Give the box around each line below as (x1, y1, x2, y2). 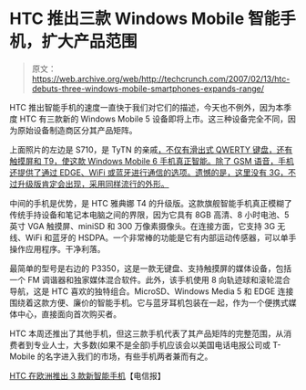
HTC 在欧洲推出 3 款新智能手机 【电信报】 (9, 370, 166, 381)
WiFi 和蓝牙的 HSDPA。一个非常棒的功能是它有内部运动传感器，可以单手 (25, 232, 297, 243)
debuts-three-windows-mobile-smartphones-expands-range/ (31, 83, 265, 94)
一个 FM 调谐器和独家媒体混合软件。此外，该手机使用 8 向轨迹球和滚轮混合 (9, 274, 291, 285)
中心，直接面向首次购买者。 (16, 308, 121, 320)
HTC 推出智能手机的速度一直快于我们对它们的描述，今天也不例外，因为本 (9, 101, 284, 112)
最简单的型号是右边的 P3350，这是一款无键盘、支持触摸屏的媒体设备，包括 (9, 262, 292, 274)
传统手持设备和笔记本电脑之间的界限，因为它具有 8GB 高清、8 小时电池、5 (9, 209, 290, 220)
